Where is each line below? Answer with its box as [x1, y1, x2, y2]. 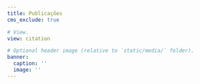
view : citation [7, 35, 51, 42]
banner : [7, 54, 29, 61]
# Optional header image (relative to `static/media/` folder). [7, 47, 195, 55]
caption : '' [13, 60, 48, 67]
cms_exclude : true [7, 16, 60, 23]
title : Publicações [7, 10, 63, 17]
